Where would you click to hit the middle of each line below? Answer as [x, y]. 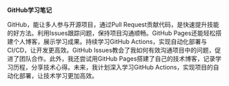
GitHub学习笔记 [30, 10]
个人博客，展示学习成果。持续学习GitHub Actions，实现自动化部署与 [110, 42]
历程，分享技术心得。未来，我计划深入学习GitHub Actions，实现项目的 [113, 67]
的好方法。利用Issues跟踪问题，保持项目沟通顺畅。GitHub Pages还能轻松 [111, 33]
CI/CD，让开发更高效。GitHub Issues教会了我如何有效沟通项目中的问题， [111, 50]
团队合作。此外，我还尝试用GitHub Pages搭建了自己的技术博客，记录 [117, 59]
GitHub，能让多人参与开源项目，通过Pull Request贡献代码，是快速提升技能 [113, 25]
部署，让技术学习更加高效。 [58, 76]
